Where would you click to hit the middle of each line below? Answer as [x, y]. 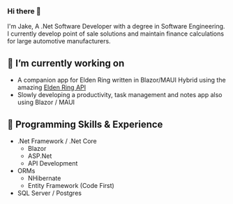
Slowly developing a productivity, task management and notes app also [120, 95]
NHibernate [44, 178]
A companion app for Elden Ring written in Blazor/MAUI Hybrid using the [121, 80]
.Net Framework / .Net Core [57, 141]
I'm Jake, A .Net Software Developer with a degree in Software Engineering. [116, 27]
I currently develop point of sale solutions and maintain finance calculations [116, 34]
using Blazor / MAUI [46, 102]
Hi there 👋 [24, 11]
